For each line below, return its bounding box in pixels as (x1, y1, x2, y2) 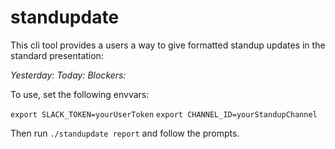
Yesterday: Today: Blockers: (10, 69, 127, 81)
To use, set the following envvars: (10, 88, 150, 100)
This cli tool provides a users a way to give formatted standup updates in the (10, 39, 326, 51)
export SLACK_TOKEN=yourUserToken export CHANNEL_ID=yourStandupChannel (10, 109, 318, 120)
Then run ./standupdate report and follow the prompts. (10, 127, 240, 139)
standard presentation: (10, 49, 104, 61)
